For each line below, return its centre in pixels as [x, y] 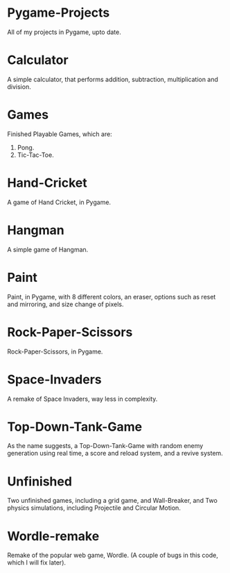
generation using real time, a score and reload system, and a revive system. [115, 454]
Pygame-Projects [59, 13]
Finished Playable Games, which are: [60, 134]
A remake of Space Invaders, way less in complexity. [82, 399]
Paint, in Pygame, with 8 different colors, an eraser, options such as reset [112, 297]
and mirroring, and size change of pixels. [65, 304]
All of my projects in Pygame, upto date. [64, 32]
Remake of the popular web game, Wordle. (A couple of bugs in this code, [113, 555]
